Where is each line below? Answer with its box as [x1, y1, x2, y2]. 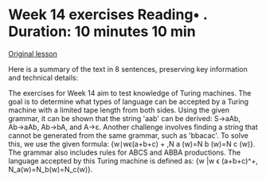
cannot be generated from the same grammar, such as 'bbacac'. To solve [8, 130, 248, 140]
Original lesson [8, 49, 57, 58]
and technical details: [8, 73, 78, 82]
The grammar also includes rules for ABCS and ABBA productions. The [8, 148, 241, 157]
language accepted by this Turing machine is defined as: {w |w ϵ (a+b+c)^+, [8, 155, 259, 165]
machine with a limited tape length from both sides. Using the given [8, 105, 229, 115]
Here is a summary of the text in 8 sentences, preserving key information [8, 64, 248, 73]
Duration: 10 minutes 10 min [8, 22, 197, 41]
